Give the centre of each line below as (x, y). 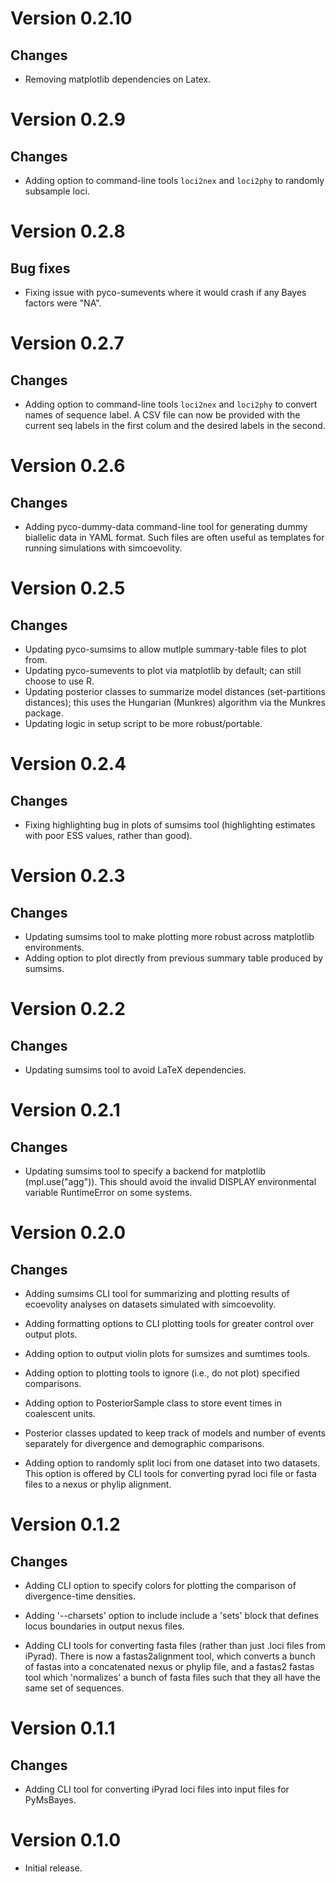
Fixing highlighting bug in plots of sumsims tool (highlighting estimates (170, 825)
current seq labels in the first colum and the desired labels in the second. (175, 425)
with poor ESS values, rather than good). (108, 835)
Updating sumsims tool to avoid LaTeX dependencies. (135, 1070)
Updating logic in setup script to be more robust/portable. (143, 723)
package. (44, 713)
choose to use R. (59, 681)
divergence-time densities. (80, 1596)
